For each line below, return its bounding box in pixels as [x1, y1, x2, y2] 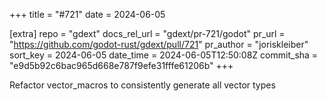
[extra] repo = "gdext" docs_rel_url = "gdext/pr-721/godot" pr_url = [9, 28, 286, 39]
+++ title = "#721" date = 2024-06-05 [9, 9, 166, 20]
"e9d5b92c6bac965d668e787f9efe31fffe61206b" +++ [9, 60, 234, 71]
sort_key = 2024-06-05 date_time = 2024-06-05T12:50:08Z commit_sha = [9, 49, 319, 61]
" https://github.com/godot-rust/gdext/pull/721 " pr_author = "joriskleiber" [9, 39, 309, 50]
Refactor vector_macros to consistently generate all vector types [9, 79, 276, 91]
